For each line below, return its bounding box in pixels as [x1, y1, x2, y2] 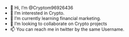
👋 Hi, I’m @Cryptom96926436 [10, 5, 73, 10]
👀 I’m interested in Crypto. [10, 10, 65, 16]
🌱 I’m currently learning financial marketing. [10, 15, 101, 21]
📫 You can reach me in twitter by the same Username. [10, 26, 125, 32]
